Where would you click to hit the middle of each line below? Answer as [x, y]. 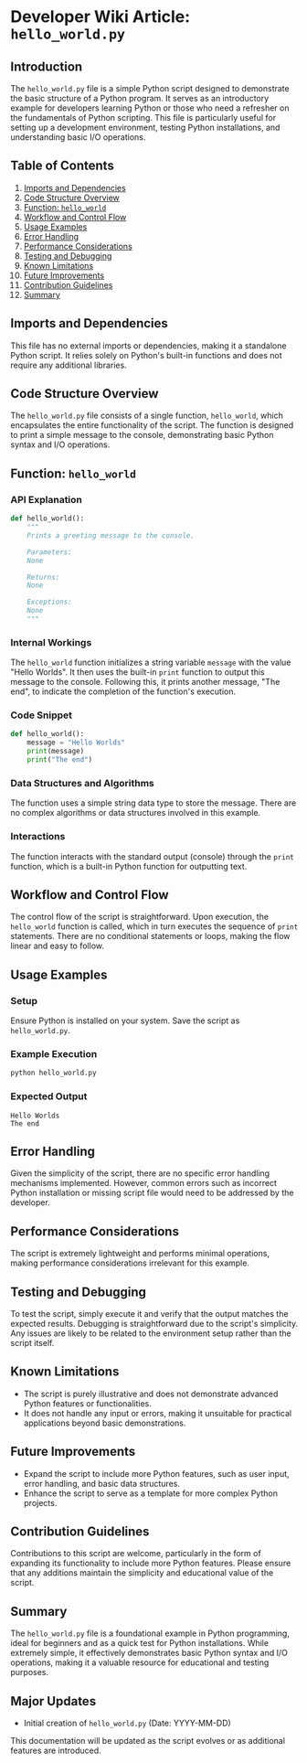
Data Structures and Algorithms [82, 783]
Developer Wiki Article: [101, 17]
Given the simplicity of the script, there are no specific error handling [140, 1173]
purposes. [30, 1672]
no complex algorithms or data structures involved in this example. [136, 813]
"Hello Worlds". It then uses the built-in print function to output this [138, 672]
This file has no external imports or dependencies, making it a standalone [148, 346]
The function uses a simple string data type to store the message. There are [153, 803]
